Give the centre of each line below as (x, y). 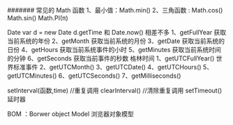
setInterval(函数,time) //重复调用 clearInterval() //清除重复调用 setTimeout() (115, 90)
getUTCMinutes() (32, 76)
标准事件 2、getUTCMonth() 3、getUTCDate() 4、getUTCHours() (107, 67)
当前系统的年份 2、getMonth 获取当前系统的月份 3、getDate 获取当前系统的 (116, 41)
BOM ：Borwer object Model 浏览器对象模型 (71, 114)
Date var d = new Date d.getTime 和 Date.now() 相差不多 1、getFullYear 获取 (117, 32)
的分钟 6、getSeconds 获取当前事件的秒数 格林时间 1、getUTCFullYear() (111, 58)
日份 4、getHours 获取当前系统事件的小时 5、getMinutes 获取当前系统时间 (114, 50)
